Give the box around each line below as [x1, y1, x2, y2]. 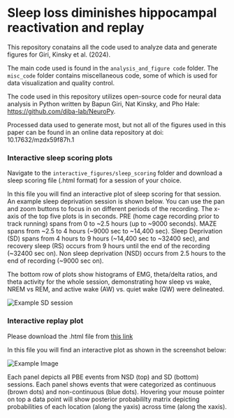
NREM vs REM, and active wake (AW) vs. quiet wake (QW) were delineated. [7, 285, 225, 294]
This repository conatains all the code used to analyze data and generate [7, 43, 218, 51]
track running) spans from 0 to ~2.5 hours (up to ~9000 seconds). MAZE [7, 219, 217, 228]
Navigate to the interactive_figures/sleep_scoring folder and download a [7, 169, 223, 178]
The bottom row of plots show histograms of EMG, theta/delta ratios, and [7, 271, 218, 279]
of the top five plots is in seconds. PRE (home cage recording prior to [20, 212, 220, 221]
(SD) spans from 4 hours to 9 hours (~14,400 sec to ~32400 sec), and [7, 234, 210, 243]
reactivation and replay [7, 20, 145, 36]
